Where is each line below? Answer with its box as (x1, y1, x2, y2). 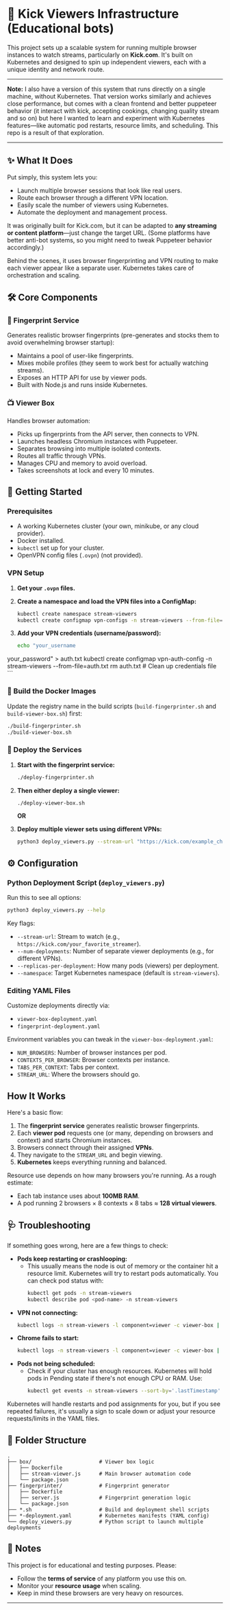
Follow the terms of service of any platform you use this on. (16, 1574, 187, 1583)
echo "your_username (16, 642, 76, 649)
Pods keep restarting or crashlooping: (16, 1255, 128, 1263)
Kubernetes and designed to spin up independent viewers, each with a (7, 58, 207, 66)
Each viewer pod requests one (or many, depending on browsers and (16, 1129, 214, 1137)
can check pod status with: (27, 1276, 104, 1285)
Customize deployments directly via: (7, 1001, 110, 1009)
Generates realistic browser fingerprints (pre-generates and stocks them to (7, 331, 220, 340)
